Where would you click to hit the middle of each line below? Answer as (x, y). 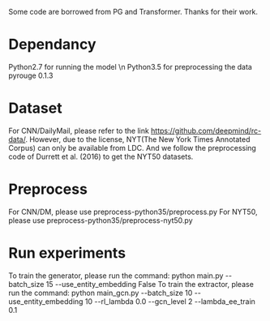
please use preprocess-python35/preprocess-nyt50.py (101, 220)
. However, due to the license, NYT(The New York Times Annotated (138, 139)
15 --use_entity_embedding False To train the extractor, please (150, 284)
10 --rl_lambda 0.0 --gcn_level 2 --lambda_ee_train (170, 301)
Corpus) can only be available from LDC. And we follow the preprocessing (133, 148)
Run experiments (67, 253)
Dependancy (52, 45)
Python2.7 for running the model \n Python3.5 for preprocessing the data (131, 66)
